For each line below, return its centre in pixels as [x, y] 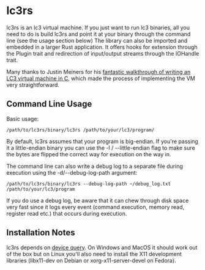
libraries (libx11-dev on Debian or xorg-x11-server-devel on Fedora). [91, 260]
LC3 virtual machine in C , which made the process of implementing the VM [101, 78]
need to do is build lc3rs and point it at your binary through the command [99, 34]
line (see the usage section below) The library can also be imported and [97, 40]
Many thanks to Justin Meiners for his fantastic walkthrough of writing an [99, 71]
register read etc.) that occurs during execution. [67, 213]
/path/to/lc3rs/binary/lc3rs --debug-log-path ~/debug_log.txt [89, 184]
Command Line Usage [49, 104]
